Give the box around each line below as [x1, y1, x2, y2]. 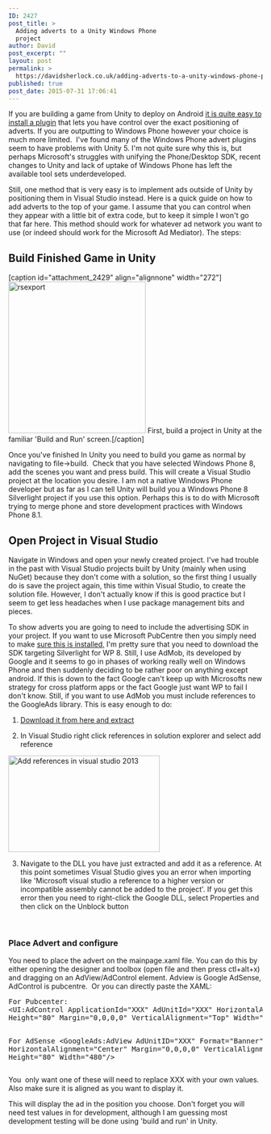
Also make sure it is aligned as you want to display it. [8, 1084, 184, 1094]
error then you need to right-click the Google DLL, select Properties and [19, 893, 260, 902]
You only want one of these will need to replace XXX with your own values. [8, 1075, 260, 1085]
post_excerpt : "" [8, 49, 67, 57]
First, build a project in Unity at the [147, 426, 262, 436]
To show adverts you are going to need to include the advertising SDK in [8, 622, 249, 631]
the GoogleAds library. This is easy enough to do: [8, 700, 173, 709]
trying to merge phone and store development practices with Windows [8, 502, 244, 512]
